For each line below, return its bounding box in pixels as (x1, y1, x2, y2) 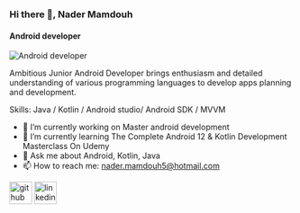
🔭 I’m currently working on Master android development (22, 121, 230, 133)
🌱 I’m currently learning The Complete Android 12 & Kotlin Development (22, 131, 287, 142)
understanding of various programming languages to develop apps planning (9, 77, 292, 88)
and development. (9, 87, 77, 98)
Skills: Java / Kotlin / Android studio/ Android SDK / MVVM (9, 104, 226, 115)
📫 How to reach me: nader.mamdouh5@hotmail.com (22, 161, 221, 172)
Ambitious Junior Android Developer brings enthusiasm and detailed (9, 67, 263, 79)
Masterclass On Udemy (22, 141, 110, 152)
